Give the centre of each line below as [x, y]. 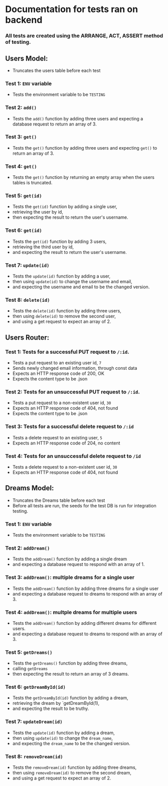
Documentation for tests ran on [72, 9]
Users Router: [27, 337]
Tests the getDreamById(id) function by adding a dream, [70, 698]
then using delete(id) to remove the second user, [64, 316]
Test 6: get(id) [24, 230]
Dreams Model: [30, 488]
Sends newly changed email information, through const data [75, 368]
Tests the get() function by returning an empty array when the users [83, 177]
